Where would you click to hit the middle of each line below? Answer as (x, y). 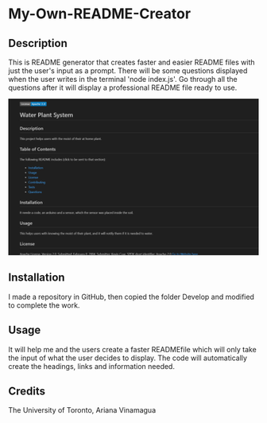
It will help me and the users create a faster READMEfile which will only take (132, 349)
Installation (37, 278)
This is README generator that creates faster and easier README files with (132, 62)
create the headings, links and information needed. (91, 366)
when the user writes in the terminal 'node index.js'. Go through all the (123, 79)
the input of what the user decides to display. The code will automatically (128, 358)
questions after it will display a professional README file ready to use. (123, 87)
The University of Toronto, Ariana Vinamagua (82, 410)
